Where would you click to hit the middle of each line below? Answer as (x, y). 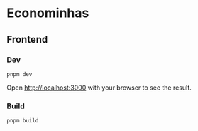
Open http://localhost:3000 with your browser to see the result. (99, 88)
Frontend (27, 40)
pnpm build (23, 121)
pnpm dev (20, 74)
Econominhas (48, 13)
